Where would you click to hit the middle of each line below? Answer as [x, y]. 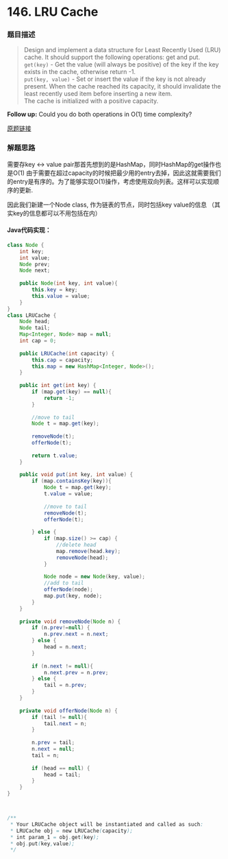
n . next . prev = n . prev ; [76, 672]
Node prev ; [35, 264]
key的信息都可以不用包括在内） [57, 213]
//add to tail [64, 583]
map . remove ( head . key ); [88, 551]
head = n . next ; [65, 647]
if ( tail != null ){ [60, 717]
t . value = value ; [68, 494]
